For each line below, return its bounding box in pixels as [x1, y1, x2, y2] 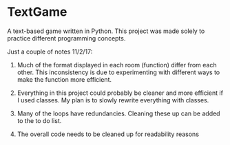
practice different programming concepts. [7, 34, 126, 42]
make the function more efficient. [17, 75, 112, 83]
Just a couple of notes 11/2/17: [7, 47, 93, 56]
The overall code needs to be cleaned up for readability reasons [17, 130, 200, 138]
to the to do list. [17, 116, 62, 124]
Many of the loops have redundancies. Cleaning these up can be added [17, 109, 220, 118]
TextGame [7, 4, 67, 20]
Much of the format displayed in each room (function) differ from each [17, 60, 217, 69]
